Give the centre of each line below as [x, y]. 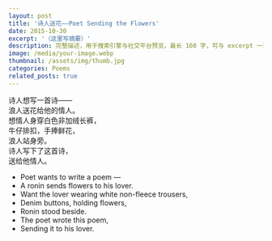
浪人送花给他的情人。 [44, 110]
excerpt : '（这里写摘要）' [50, 38]
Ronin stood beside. [53, 211]
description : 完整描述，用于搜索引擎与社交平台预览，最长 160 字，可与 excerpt [131, 46]
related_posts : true [43, 76]
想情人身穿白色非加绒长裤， [55, 120]
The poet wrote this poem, [64, 220]
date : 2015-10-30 [38, 31]
